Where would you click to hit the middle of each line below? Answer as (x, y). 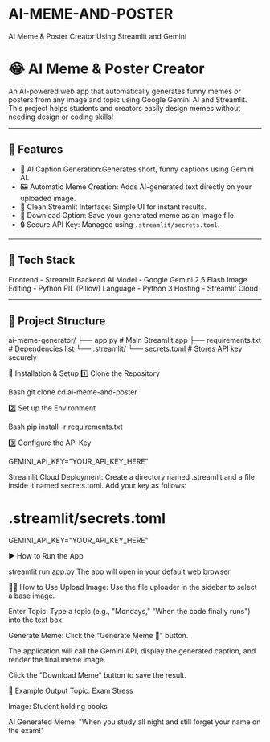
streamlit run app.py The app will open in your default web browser (119, 571)
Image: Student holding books (58, 707)
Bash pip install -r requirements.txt (65, 427)
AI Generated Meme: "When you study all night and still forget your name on (135, 722)
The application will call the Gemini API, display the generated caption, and (132, 651)
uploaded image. (48, 198)
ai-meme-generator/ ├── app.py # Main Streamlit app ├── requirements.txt (135, 340)
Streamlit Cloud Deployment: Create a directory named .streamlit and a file (132, 477)
